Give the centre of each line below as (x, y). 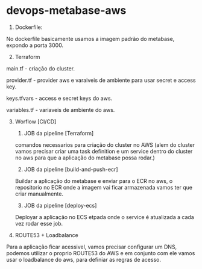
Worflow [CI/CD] (36, 122)
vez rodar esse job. (39, 223)
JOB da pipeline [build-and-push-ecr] (71, 169)
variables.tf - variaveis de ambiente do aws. (61, 110)
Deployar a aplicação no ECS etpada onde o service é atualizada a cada (104, 217)
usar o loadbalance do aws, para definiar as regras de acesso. (84, 259)
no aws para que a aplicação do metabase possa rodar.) (85, 158)
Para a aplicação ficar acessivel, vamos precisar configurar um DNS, (92, 247)
